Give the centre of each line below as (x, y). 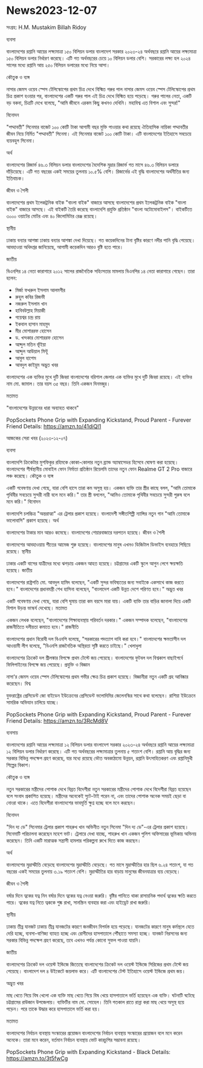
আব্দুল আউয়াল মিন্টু (31, 351)
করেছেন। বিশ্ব (18, 683)
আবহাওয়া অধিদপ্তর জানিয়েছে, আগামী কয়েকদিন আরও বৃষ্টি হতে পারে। (65, 247)
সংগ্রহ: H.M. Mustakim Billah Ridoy (46, 27)
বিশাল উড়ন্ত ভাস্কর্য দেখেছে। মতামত (37, 608)
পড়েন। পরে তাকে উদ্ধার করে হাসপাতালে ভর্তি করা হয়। (53, 1009)
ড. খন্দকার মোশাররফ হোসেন (39, 337)
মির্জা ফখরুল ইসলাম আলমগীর (40, 290)
